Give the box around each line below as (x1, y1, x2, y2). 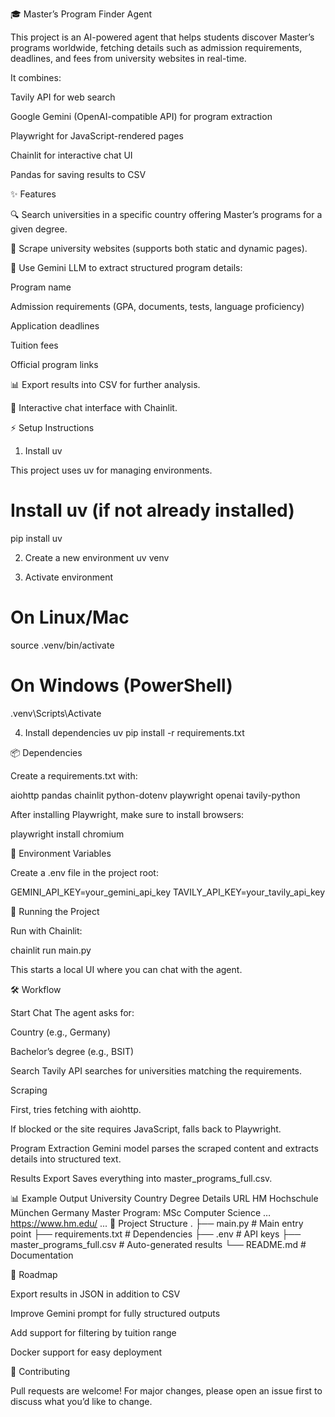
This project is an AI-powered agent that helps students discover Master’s (10, 31, 315, 43)
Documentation (10, 1249, 74, 1261)
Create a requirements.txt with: (10, 769, 138, 782)
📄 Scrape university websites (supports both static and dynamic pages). (10, 243, 308, 254)
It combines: (10, 72, 62, 83)
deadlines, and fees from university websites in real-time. (10, 53, 247, 64)
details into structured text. (10, 1153, 122, 1165)
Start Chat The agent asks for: (10, 1006, 135, 1018)
